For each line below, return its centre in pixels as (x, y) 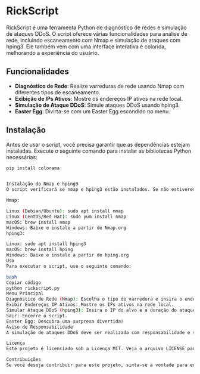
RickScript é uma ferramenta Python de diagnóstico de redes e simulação (97, 27)
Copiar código (24, 282)
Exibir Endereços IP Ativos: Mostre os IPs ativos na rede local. (90, 305)
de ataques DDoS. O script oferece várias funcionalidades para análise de (97, 33)
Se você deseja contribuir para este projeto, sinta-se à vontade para (97, 365)
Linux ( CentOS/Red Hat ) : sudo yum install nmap (66, 217)
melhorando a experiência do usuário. (53, 52)
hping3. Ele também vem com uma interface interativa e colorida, (86, 47)
